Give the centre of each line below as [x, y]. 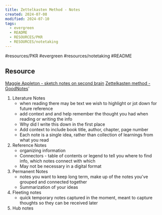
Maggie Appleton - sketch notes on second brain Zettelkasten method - [78, 83]
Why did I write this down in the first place [62, 124]
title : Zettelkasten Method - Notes [43, 10]
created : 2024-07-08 [26, 14]
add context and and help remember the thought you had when [84, 113]
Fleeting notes [27, 192]
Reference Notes [29, 145]
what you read [34, 140]
